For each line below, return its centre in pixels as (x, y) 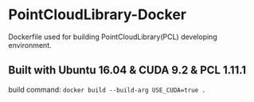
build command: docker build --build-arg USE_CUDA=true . (107, 89)
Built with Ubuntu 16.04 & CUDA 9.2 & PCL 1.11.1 (127, 71)
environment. (30, 45)
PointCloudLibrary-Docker (98, 15)
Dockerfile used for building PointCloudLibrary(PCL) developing (113, 37)
